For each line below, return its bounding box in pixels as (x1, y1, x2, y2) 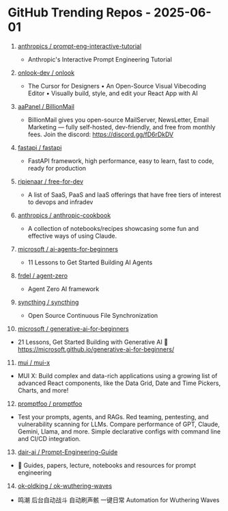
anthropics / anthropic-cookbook (17, 211, 111, 219)
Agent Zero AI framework (27, 284, 100, 292)
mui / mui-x (17, 358, 51, 366)
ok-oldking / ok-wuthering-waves (17, 482, 112, 490)
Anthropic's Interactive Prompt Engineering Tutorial (27, 55, 173, 63)
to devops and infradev (27, 197, 94, 206)
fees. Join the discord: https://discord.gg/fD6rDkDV (27, 130, 173, 138)
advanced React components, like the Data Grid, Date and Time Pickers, (17, 379, 221, 387)
